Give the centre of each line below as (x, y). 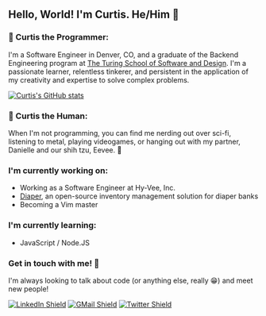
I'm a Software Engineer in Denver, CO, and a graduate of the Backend (123, 54)
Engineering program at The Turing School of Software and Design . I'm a (127, 63)
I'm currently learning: (52, 225)
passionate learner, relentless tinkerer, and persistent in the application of (128, 71)
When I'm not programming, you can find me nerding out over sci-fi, (120, 133)
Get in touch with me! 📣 (54, 263)
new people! (29, 289)
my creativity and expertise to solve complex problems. (99, 79)
